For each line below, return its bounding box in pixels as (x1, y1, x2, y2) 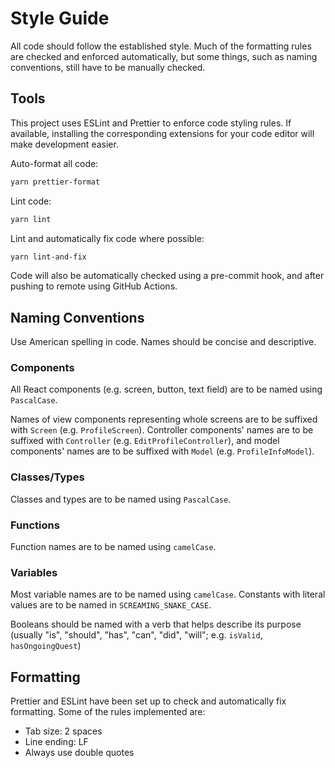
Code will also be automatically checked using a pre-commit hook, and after (10, 270, 325, 282)
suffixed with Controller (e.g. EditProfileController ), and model (10, 435, 280, 447)
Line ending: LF (24, 736, 89, 748)
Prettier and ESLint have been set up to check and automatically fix (10, 695, 287, 707)
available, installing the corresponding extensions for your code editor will (10, 127, 315, 139)
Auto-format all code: (10, 157, 99, 169)
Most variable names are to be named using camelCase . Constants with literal (10, 588, 326, 601)
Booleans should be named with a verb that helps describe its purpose (10, 618, 302, 631)
